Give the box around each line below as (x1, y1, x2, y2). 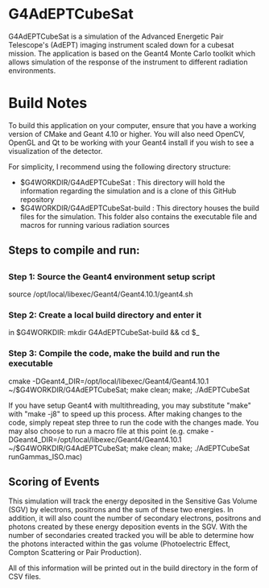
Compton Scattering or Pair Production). (8, 548, 143, 557)
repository (19, 194, 55, 204)
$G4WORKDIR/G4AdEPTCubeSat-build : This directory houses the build (19, 203, 260, 213)
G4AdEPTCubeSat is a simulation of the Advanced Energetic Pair (8, 31, 224, 41)
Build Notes (8, 94, 88, 113)
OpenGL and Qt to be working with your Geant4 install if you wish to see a (8, 138, 255, 147)
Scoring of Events (8, 475, 100, 489)
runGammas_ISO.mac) (8, 452, 83, 462)
